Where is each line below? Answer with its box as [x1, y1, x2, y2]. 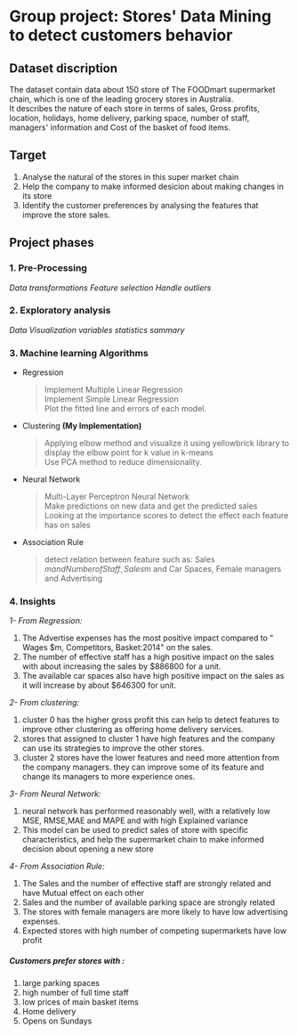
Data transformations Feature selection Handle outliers [9, 282, 212, 293]
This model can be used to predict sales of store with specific [21, 825, 249, 835]
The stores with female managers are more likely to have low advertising [21, 907, 288, 917]
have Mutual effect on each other [21, 888, 145, 899]
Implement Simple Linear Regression [44, 394, 180, 404]
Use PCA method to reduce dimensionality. [44, 457, 202, 468]
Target [9, 148, 47, 163]
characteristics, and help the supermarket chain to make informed [21, 835, 265, 845]
